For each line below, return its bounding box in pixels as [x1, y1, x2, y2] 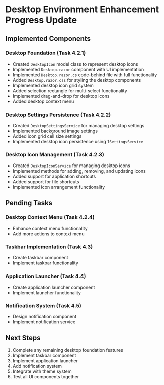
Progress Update [5, 14, 77, 26]
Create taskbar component [12, 255, 69, 261]
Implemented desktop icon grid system [12, 82, 94, 88]
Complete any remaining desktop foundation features [12, 347, 123, 353]
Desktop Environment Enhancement [5, 4, 159, 15]
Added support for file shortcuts [12, 179, 79, 185]
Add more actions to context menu [12, 231, 85, 237]
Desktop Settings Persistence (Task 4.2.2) [5, 111, 111, 118]
